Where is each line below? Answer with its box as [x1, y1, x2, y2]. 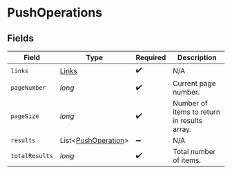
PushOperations [7, 5, 102, 21]
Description [177, 53, 217, 62]
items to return [172, 107, 221, 117]
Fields [7, 32, 35, 44]
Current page [172, 79, 216, 88]
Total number [172, 147, 216, 156]
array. [172, 124, 192, 134]
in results [172, 116, 202, 125]
